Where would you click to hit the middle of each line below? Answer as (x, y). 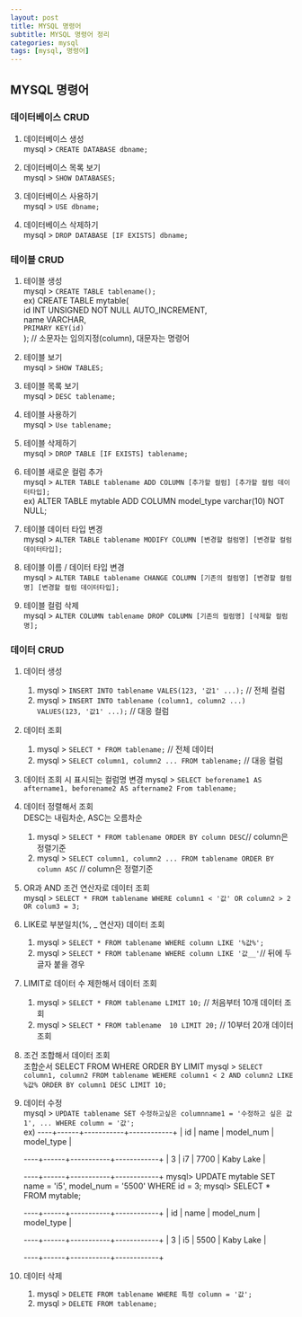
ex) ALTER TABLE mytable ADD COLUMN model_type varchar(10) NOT (154, 501)
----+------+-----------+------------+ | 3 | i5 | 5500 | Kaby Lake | (145, 1240)
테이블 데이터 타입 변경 (63, 529)
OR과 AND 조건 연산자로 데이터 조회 (87, 888)
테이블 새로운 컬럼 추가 (63, 472)
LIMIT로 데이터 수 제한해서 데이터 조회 (90, 984)
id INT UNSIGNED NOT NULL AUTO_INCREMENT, (115, 310)
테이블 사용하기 (50, 415)
